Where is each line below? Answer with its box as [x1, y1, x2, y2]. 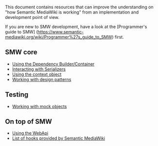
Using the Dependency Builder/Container [12, 61, 95, 67]
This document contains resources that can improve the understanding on [5, 4, 154, 10]
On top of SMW [5, 117, 53, 126]
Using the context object [12, 71, 62, 77]
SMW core [5, 48, 37, 56]
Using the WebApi [12, 130, 49, 136]
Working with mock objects [12, 103, 67, 109]
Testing [5, 91, 29, 99]
